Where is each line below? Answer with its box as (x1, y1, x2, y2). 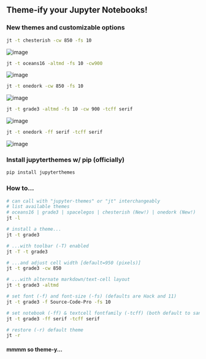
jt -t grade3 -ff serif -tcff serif (6, 315, 100, 322)
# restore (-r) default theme (6, 326, 84, 333)
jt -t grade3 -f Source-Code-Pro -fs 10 (6, 299, 112, 305)
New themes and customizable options (6, 23, 125, 32)
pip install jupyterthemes (6, 169, 75, 176)
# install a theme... (6, 226, 62, 233)
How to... (6, 184, 35, 193)
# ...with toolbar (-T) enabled (6, 242, 89, 249)
